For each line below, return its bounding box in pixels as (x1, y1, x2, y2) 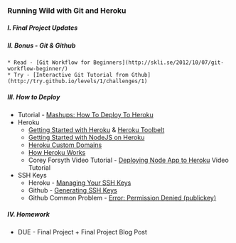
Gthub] (131, 72, 151, 79)
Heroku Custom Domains (28, 141, 102, 149)
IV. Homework (7, 210, 50, 218)
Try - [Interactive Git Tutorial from (14, 72, 129, 79)
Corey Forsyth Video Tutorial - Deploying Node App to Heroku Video (28, 156, 229, 165)
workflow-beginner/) (7, 65, 69, 72)
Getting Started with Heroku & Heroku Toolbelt (28, 126, 165, 134)
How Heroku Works (28, 148, 86, 157)
